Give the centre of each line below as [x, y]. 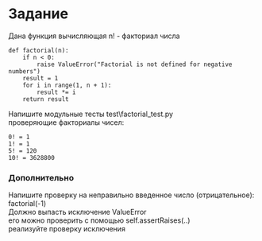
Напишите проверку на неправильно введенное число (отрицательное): [131, 195]
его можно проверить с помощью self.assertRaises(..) [99, 220]
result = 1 [40, 78]
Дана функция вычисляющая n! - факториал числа [94, 36]
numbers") [25, 71]
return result [46, 99]
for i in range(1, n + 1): [67, 85]
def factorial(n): [39, 50]
